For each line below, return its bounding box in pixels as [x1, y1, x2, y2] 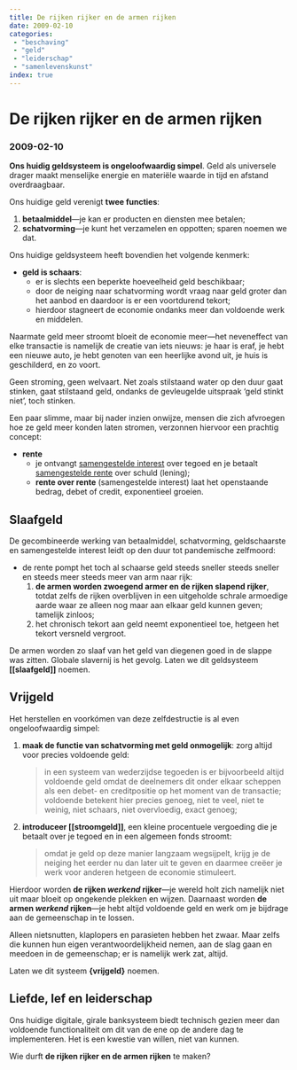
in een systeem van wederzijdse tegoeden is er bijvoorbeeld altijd [43, 766, 285, 777]
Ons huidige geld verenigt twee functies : [9, 197, 160, 207]
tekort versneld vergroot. [35, 629, 127, 639]
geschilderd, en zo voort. [9, 360, 101, 371]
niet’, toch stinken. [9, 395, 76, 406]
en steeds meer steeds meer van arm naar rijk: [21, 572, 193, 582]
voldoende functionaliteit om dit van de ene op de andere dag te [9, 1024, 244, 1035]
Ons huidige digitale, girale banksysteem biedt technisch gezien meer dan [9, 1014, 280, 1025]
